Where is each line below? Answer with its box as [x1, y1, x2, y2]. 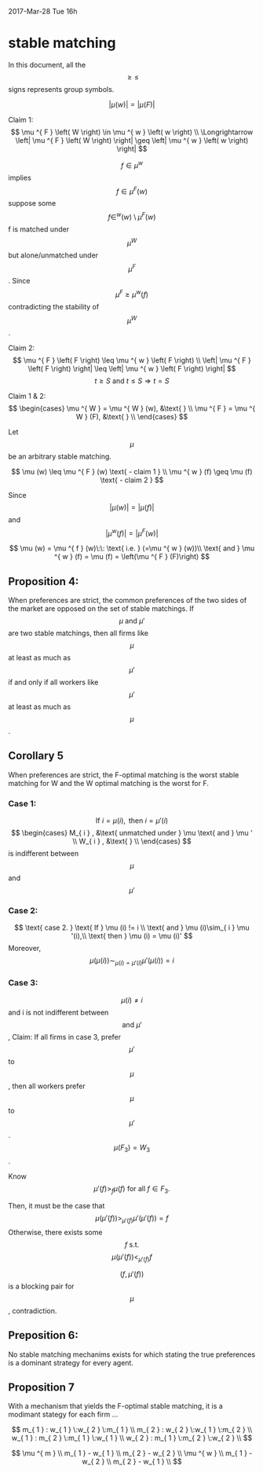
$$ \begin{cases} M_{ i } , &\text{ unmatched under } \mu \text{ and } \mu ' [10, 828, 254, 838]
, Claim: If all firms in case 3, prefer [8, 1032, 122, 1041]
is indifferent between [8, 849, 79, 858]
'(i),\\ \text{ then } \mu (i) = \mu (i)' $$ [71, 931, 193, 941]
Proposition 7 [8, 1380, 75, 1394]
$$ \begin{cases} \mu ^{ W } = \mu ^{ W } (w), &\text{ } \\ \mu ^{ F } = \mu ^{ [8, 404, 256, 413]
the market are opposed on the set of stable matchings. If [8, 604, 195, 613]
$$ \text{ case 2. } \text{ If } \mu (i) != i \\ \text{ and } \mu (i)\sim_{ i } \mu [14, 923, 250, 933]
